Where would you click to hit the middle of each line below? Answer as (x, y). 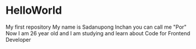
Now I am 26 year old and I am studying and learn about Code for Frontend (98, 33)
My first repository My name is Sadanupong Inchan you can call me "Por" (96, 27)
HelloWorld (34, 10)
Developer (18, 39)
